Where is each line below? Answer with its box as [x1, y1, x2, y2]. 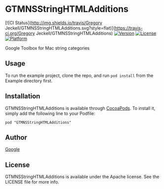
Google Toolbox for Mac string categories [5, 45, 90, 51]
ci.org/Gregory [5, 30, 35, 36]
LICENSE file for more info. [5, 179, 60, 185]
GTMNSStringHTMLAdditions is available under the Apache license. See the [5, 174, 160, 180]
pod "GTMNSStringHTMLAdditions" [5, 120, 71, 125]
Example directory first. [5, 77, 53, 83]
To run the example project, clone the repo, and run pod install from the [5, 73, 154, 78]
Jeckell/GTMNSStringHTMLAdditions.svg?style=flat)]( [5, 25, 115, 31]
